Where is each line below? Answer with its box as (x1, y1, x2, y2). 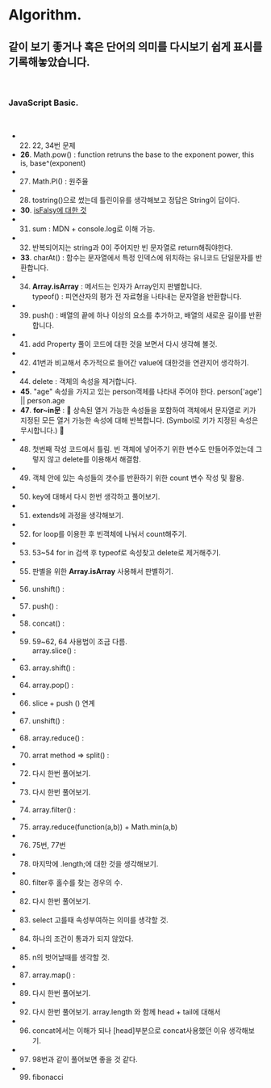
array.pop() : (31, 681, 74, 690)
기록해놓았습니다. (8, 55, 90, 69)
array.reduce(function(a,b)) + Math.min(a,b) (31, 822, 178, 832)
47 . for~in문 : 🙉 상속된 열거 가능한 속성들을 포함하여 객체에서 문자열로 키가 (19, 406, 256, 415)
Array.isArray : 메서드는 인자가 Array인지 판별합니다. (31, 281, 202, 292)
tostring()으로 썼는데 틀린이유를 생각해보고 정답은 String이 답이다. (31, 196, 240, 205)
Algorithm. (8, 6, 82, 24)
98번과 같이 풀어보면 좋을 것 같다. (31, 1055, 139, 1065)
